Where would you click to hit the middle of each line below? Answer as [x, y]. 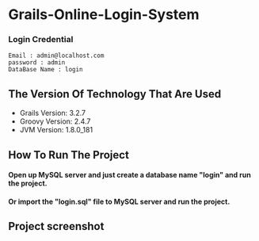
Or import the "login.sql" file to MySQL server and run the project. [119, 201]
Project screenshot [56, 226]
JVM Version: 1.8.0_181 [56, 130]
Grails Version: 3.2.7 [52, 113]
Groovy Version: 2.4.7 [55, 121]
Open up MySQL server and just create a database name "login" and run [129, 175]
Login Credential [41, 40]
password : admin [37, 63]
